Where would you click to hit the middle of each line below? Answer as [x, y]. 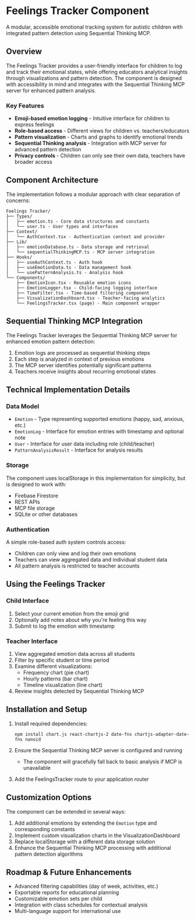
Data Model [23, 406]
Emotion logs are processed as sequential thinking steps [82, 352]
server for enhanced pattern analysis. [51, 90]
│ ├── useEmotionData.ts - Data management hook [69, 267]
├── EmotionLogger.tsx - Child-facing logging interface [87, 288]
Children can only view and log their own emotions [75, 553]
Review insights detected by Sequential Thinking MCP [79, 691]
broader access [33, 162]
